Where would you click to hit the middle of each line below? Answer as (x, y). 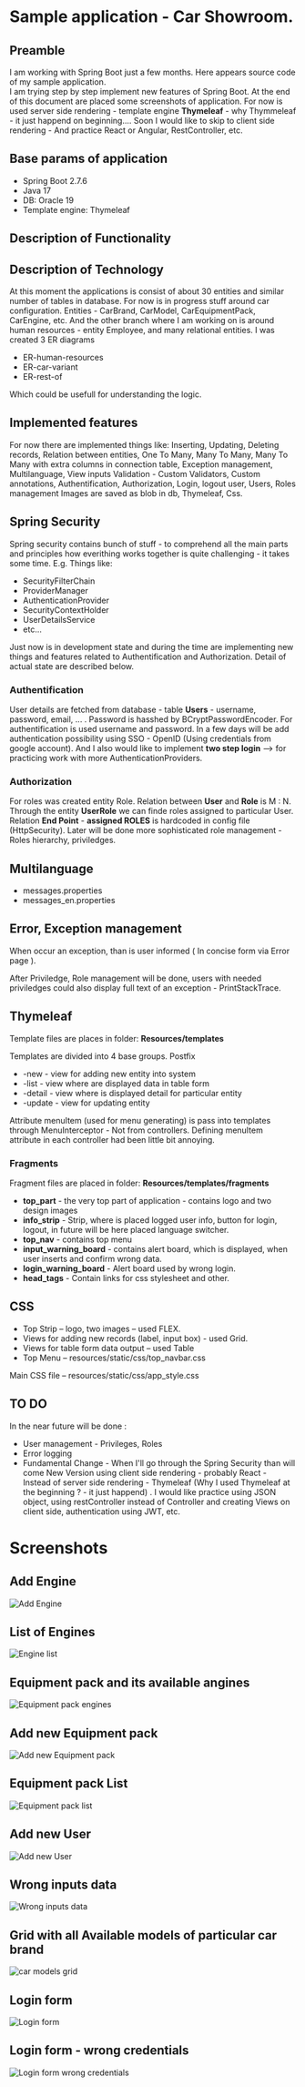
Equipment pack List (69, 1783)
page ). (23, 960)
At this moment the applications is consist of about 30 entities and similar (147, 291)
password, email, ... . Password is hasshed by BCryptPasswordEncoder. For (151, 719)
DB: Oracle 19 (48, 200)
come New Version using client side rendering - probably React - (144, 1472)
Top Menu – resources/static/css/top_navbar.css (114, 1358)
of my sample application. (58, 82)
